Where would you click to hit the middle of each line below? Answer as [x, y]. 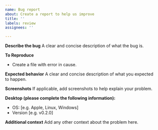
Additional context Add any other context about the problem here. [72, 122]
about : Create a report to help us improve [50, 14]
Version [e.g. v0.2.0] [33, 113]
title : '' [15, 19]
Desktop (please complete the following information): [60, 98]
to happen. [16, 79]
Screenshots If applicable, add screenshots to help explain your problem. [79, 89]
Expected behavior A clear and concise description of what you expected [79, 74]
